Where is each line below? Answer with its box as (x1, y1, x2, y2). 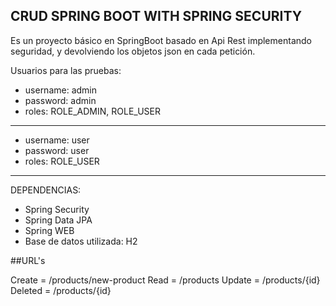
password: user (24, 144, 90, 156)
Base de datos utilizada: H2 (24, 235, 138, 247)
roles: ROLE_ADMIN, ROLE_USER (24, 105, 161, 117)
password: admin (24, 94, 97, 106)
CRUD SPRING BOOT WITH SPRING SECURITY (10, 8, 302, 25)
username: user (24, 134, 90, 146)
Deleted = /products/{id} (10, 284, 112, 296)
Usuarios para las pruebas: (10, 64, 122, 76)
